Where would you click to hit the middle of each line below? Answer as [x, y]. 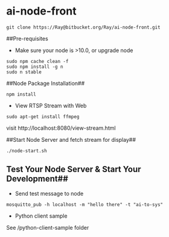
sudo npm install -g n [35, 67]
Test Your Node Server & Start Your [74, 169]
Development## [37, 179]
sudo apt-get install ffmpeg [43, 116]
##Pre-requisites [27, 38]
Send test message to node [49, 193]
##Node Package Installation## [46, 83]
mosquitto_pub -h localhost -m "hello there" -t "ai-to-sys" [85, 204]
